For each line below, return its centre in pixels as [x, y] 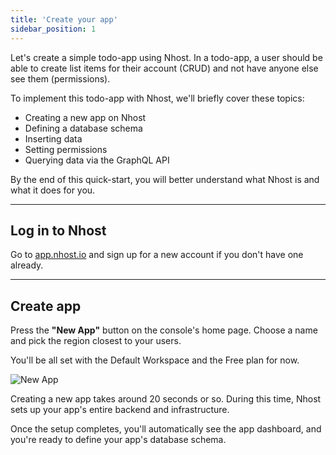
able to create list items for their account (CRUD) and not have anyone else [164, 68]
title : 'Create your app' [64, 19]
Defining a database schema [83, 128]
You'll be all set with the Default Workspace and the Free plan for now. [155, 360]
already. [27, 265]
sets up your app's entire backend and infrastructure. [120, 410]
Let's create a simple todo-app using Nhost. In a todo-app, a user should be [166, 57]
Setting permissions [66, 149]
